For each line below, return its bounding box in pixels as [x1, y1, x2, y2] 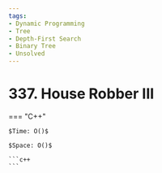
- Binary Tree [8, 42, 57, 50]
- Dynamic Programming [8, 19, 85, 28]
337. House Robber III [8, 84, 155, 103]
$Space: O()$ [8, 141, 53, 149]
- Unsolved [8, 50, 45, 58]
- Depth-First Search [8, 34, 82, 43]
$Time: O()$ [8, 127, 49, 135]
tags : [8, 11, 27, 20]
